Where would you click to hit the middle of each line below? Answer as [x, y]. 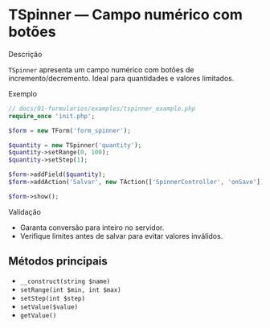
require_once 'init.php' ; [51, 116]
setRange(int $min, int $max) [71, 290]
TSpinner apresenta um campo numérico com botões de [101, 69]
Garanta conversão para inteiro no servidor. [92, 228]
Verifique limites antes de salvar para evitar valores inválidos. [121, 236]
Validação [25, 211]
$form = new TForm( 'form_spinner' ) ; [70, 130]
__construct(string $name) [65, 281]
